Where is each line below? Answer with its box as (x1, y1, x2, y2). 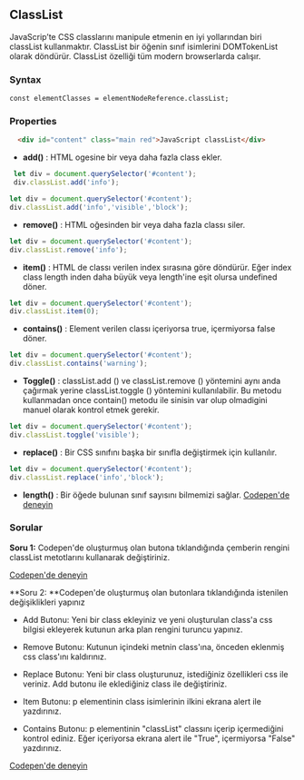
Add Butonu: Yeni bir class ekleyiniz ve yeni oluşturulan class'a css (22, 614, 273, 625)
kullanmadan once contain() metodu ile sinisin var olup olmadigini (22, 395, 268, 406)
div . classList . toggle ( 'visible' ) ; (9, 430, 141, 439)
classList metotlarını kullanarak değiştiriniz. (9, 551, 171, 562)
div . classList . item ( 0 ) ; (9, 307, 100, 316)
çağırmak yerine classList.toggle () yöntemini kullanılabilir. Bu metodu (22, 385, 282, 396)
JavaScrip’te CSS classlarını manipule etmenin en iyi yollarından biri (9, 31, 262, 42)
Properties (9, 115, 57, 128)
